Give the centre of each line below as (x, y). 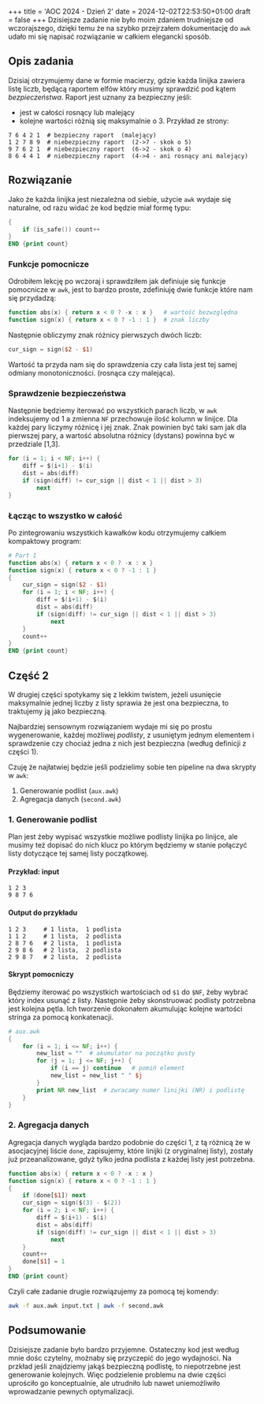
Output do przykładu (43, 913)
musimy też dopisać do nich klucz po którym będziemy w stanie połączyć (128, 845)
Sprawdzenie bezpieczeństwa (67, 393)
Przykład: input (34, 871)
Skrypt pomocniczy (41, 975)
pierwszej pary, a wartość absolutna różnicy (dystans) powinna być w (121, 436)
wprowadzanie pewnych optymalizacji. (71, 1391)
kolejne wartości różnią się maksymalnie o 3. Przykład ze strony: (124, 121)
